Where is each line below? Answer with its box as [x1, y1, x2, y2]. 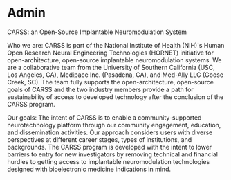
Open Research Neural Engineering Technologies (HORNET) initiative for [7, 48, 214, 57]
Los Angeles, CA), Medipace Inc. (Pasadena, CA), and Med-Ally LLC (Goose [7, 71, 223, 79]
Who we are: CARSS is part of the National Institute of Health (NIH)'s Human [7, 41, 225, 49]
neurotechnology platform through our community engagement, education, [7, 120, 221, 129]
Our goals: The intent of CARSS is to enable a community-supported [7, 113, 202, 122]
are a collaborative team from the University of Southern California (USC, [7, 63, 216, 71]
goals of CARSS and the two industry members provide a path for [7, 85, 194, 93]
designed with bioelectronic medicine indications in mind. [7, 165, 172, 173]
